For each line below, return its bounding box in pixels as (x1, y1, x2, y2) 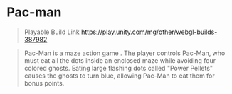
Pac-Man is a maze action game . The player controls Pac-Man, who (23, 49, 226, 57)
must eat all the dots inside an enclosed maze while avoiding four (23, 56, 216, 64)
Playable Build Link (23, 28, 80, 36)
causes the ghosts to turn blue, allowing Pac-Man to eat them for (23, 71, 215, 80)
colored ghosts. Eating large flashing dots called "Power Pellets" (23, 64, 213, 72)
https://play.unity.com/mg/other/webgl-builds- (80, 28, 218, 36)
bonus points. (23, 78, 65, 87)
